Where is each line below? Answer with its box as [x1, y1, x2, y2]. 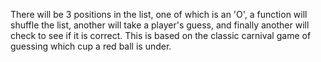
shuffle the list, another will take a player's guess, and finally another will [10, 19, 310, 31]
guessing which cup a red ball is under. [10, 40, 172, 52]
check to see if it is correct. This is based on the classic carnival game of [10, 30, 312, 41]
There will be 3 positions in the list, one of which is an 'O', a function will [10, 9, 308, 20]
